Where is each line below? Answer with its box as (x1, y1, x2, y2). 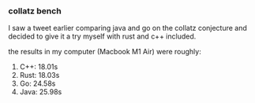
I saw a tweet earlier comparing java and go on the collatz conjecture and (8, 24, 247, 33)
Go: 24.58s (19, 79, 56, 88)
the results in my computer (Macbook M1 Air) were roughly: (8, 47, 201, 57)
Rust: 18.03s (19, 71, 60, 80)
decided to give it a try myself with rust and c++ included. (8, 31, 197, 41)
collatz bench (8, 6, 62, 17)
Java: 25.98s (19, 87, 62, 97)
